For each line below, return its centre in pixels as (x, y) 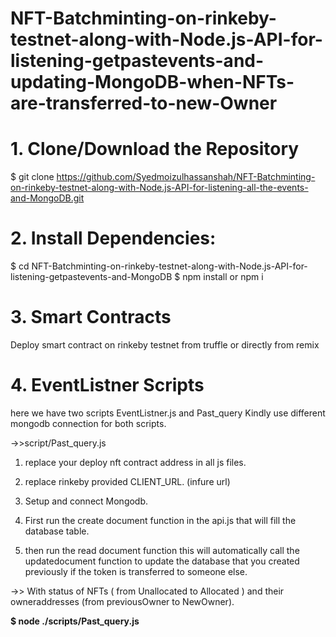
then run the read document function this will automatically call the (162, 550)
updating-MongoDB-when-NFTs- (152, 82)
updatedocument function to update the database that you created (162, 561)
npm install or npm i (223, 277)
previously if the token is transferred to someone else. (136, 571)
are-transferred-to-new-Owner (144, 103)
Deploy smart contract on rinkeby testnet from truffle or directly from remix (165, 345)
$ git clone (32, 177)
